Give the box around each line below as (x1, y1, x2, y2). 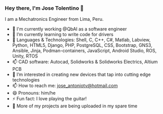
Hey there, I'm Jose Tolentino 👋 (5, 5, 84, 12)
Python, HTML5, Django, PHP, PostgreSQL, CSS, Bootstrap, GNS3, (12, 42, 153, 48)
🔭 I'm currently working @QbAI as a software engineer (12, 26, 127, 32)
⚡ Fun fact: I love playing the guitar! (12, 96, 87, 102)
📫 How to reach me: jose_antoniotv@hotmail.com (12, 82, 118, 89)
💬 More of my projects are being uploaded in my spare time (12, 103, 137, 109)
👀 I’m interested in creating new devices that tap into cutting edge (12, 71, 151, 78)
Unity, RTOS (12, 53, 38, 59)
